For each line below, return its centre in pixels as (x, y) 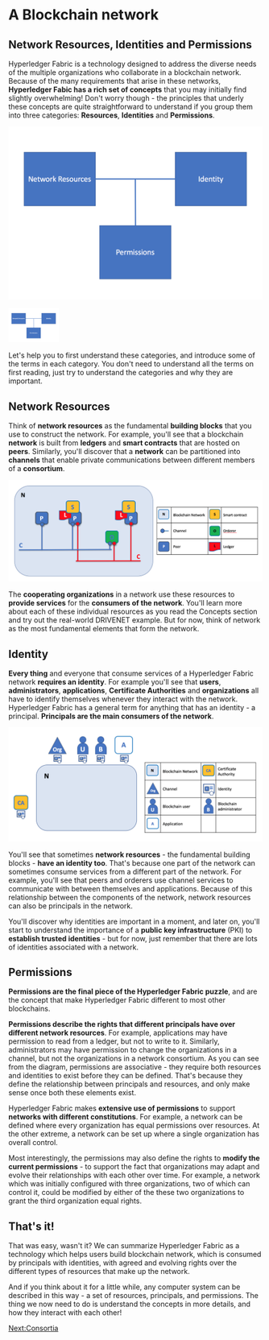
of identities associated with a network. (74, 947)
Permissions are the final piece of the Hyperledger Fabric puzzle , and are (133, 991)
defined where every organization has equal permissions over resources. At (134, 1126)
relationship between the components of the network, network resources (130, 897)
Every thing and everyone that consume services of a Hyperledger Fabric (131, 673)
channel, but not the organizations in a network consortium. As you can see (134, 1059)
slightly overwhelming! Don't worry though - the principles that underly (126, 98)
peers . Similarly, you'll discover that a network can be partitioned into (124, 452)
